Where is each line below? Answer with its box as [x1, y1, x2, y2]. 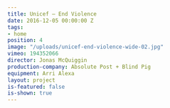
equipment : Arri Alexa [7, 70, 75, 77]
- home [7, 30, 27, 38]
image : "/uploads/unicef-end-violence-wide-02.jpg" [7, 43, 164, 50]
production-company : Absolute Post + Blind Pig [7, 63, 152, 70]
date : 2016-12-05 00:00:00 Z [7, 17, 94, 24]
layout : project [7, 76, 55, 84]
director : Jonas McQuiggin [7, 57, 87, 64]
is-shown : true [7, 90, 53, 97]
